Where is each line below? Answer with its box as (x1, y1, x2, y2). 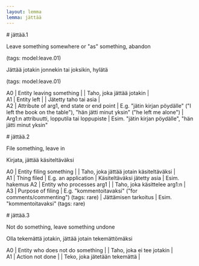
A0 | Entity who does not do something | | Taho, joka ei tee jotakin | (6, 246, 173, 253)
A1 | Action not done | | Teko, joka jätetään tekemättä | (6, 253, 141, 260)
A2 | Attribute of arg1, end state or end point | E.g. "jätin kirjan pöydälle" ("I (6, 102, 192, 109)
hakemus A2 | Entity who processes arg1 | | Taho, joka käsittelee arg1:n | (6, 181, 186, 188)
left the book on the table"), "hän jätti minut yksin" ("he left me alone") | (6, 108, 184, 116)
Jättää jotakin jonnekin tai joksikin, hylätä (6, 66, 109, 73)
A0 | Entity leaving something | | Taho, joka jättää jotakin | (6, 89, 150, 96)
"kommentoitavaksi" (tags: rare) (6, 200, 86, 207)
